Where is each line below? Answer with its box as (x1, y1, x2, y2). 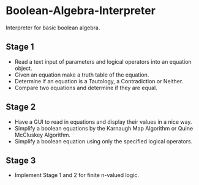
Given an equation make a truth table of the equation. (14, 71, 149, 78)
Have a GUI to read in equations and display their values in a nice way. (14, 118, 192, 126)
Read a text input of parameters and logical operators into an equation (14, 58, 192, 65)
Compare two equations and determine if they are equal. (14, 84, 157, 91)
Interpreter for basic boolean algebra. (6, 24, 100, 31)
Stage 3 (6, 155, 36, 165)
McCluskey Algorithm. (14, 131, 71, 138)
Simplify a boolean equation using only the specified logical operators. (14, 137, 193, 145)
